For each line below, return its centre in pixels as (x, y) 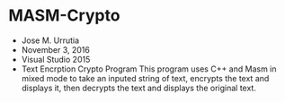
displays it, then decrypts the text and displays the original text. (139, 88)
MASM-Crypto (64, 16)
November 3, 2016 (56, 49)
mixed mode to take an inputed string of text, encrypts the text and (145, 78)
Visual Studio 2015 (56, 59)
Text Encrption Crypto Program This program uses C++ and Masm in (149, 69)
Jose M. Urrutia (50, 40)
